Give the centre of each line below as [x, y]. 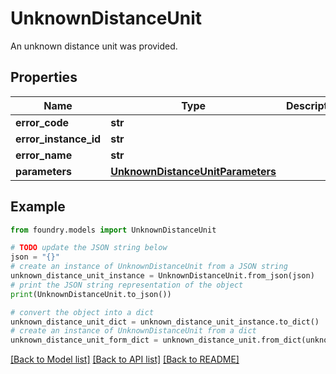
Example [38, 207]
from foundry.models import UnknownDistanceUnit [113, 230]
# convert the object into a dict [82, 312]
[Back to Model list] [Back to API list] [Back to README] [125, 359]
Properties [44, 77]
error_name [44, 155]
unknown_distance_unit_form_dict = [84, 340]
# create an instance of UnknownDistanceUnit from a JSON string [149, 267]
